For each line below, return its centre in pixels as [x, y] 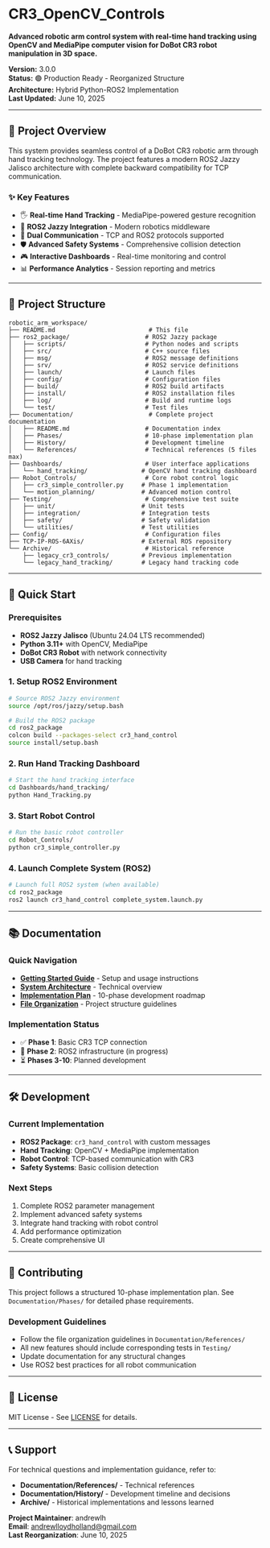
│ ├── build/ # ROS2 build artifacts [117, 386]
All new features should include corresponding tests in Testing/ [125, 1347]
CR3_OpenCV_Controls [87, 14]
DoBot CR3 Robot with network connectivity [93, 652]
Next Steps [31, 1188]
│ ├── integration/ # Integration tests [109, 513]
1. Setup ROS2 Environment [63, 681]
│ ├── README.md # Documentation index [115, 428]
